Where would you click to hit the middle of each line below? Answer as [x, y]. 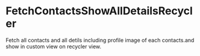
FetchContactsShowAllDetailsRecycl [99, 11]
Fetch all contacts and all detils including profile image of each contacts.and [100, 40]
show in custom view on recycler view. [54, 46]
